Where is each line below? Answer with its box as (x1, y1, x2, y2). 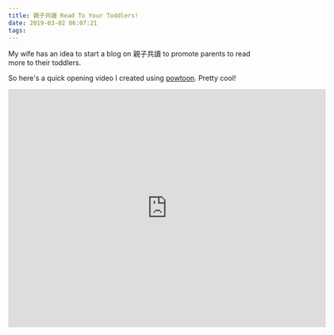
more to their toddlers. (8, 58, 82, 67)
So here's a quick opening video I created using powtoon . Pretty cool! (8, 73, 236, 83)
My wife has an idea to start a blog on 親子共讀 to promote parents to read (8, 49, 251, 59)
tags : (8, 26, 26, 34)
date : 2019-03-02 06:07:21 (8, 19, 98, 27)
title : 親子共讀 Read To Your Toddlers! (8, 11, 139, 20)
